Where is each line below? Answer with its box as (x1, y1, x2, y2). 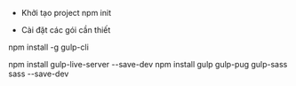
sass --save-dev (8, 68, 69, 79)
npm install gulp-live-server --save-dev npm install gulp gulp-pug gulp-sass (8, 59, 288, 69)
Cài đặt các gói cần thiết (20, 25, 111, 35)
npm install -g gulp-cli (8, 42, 90, 52)
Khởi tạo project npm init (20, 8, 112, 18)
